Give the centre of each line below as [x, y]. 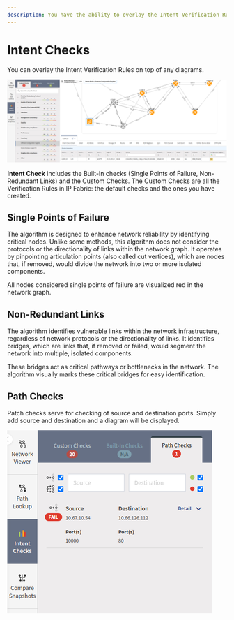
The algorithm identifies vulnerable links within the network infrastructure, [113, 331]
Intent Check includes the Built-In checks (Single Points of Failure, [103, 173]
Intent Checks [49, 50]
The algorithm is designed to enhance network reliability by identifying [108, 235]
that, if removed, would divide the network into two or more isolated [104, 264]
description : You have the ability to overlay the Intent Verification [113, 15]
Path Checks [36, 396]
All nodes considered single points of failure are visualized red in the [106, 285]
